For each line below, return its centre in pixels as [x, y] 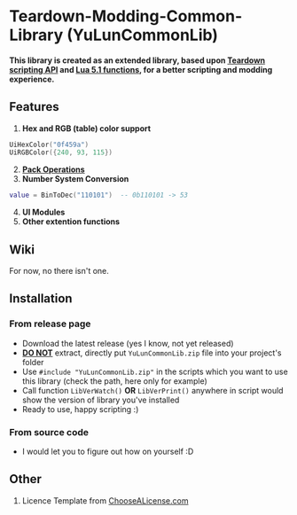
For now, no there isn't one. [59, 271]
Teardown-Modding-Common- [126, 16]
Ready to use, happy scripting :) [80, 409]
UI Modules [43, 212]
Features [34, 107]
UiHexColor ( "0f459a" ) [49, 144]
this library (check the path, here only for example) [115, 381]
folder [33, 362]
